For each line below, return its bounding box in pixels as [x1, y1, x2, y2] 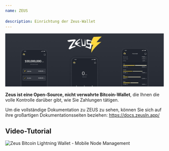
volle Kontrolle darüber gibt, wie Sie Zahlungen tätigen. [5, 97, 119, 103]
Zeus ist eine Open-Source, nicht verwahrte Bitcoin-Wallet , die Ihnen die [5, 91, 160, 98]
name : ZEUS [5, 8, 28, 13]
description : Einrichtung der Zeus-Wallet [5, 19, 96, 24]
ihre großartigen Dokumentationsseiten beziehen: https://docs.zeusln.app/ [5, 112, 160, 118]
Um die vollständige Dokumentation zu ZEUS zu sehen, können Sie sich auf [5, 107, 162, 113]
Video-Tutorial [5, 127, 52, 135]
